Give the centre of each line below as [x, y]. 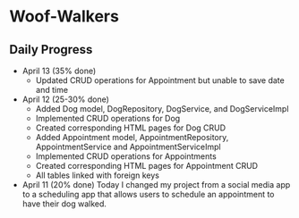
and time [52, 90]
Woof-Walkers [64, 17]
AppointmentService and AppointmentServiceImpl [128, 147]
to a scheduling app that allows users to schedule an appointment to [148, 194]
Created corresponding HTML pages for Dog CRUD [131, 128]
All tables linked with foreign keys [97, 175]
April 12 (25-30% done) [66, 99]
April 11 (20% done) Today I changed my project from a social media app [156, 184]
